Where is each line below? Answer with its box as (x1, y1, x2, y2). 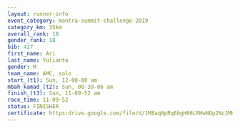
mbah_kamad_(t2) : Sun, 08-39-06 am (7, 83, 114, 90)
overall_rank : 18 (7, 30, 59, 38)
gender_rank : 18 (7, 37, 56, 44)
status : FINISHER (7, 103, 59, 110)
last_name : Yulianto (7, 57, 69, 64)
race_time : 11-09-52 (7, 97, 69, 104)
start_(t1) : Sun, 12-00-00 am (7, 76, 98, 84)
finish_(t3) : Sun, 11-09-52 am (7, 90, 101, 97)
